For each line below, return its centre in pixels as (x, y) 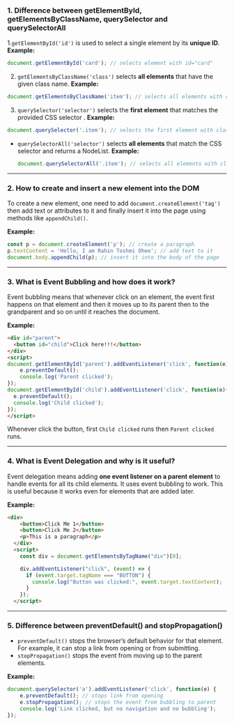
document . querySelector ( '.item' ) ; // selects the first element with (110, 130)
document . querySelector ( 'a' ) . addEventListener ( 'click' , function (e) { (112, 689)
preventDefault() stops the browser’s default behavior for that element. (120, 641)
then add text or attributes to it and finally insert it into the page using (107, 211)
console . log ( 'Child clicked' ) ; (59, 403)
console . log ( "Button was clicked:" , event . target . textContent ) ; (127, 582)
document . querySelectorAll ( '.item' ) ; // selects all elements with (117, 163)
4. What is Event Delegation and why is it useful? (91, 461)
